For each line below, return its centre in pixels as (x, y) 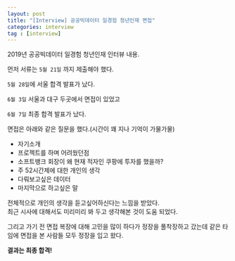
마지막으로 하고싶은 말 (48, 188)
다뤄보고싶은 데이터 (44, 179)
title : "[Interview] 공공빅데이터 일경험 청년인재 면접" (81, 20)
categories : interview (40, 27)
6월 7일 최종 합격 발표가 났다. (47, 114)
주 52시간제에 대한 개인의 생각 (59, 170)
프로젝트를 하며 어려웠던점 (53, 153)
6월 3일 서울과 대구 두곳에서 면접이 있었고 (64, 99)
